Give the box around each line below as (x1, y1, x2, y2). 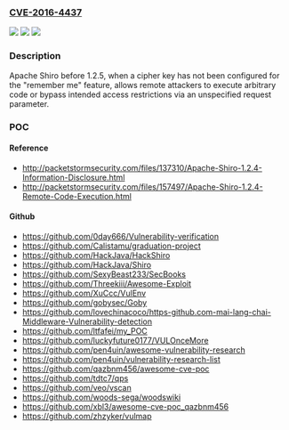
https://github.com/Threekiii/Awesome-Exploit (21, 278, 192, 288)
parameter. (9, 98, 50, 109)
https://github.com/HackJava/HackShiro (21, 249, 171, 260)
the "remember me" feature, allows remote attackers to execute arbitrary (9, 79, 277, 90)
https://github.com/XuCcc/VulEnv (21, 288, 147, 298)
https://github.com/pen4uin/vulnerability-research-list (21, 353, 221, 364)
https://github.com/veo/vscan (21, 382, 132, 393)
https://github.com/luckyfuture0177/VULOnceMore (21, 335, 209, 345)
